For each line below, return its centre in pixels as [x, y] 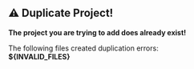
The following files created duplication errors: [83, 48]
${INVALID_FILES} [39, 56]
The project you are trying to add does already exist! [97, 32]
